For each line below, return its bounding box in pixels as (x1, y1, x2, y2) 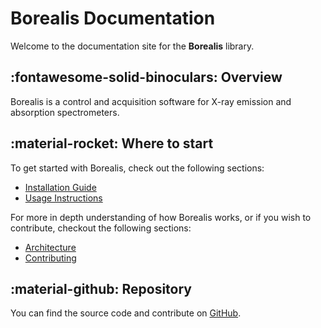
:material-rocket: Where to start (10, 135, 214, 152)
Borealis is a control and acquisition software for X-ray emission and (10, 95, 292, 107)
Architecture (24, 241, 77, 253)
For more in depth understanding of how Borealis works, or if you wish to (10, 211, 312, 223)
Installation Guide (24, 181, 97, 193)
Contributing (24, 252, 77, 264)
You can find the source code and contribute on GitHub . (10, 307, 242, 319)
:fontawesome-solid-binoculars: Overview (10, 69, 283, 86)
